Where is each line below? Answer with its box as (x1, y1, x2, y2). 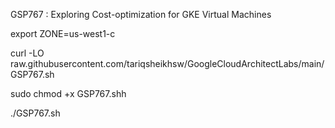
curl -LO (10, 47, 45, 59)
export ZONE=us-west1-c (10, 28, 116, 39)
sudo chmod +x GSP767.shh (10, 88, 127, 99)
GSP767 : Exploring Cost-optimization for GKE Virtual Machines (10, 9, 272, 20)
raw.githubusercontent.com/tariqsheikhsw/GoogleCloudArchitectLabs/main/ (10, 58, 325, 69)
